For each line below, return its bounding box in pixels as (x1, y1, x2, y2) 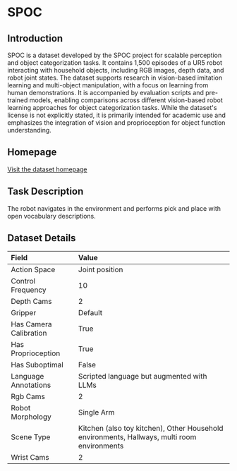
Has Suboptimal (11, 360, 63, 370)
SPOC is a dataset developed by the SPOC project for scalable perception (7, 51, 222, 59)
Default (78, 308, 103, 318)
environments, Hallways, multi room (78, 432, 197, 442)
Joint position (78, 265, 123, 275)
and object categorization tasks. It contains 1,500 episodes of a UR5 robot (7, 59, 223, 67)
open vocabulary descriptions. (7, 212, 97, 220)
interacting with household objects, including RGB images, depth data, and (7, 66, 224, 74)
